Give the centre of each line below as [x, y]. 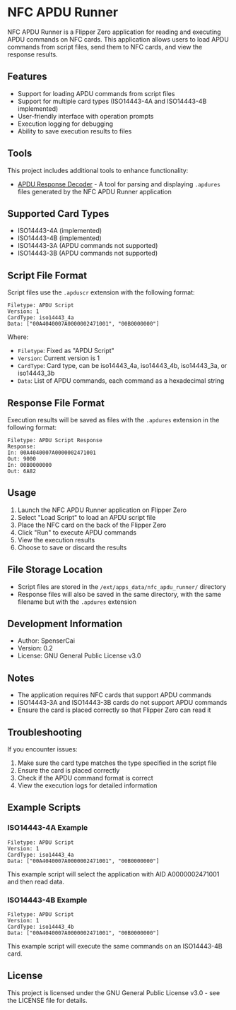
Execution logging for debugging [65, 124]
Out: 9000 [22, 459]
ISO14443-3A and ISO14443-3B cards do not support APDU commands [122, 703]
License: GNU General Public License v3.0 [79, 656]
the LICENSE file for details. [48, 1000]
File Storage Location [55, 570]
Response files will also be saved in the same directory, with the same [119, 594]
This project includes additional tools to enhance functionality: [98, 170]
